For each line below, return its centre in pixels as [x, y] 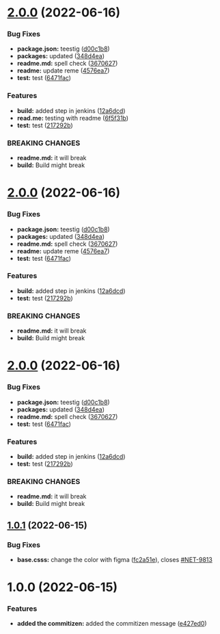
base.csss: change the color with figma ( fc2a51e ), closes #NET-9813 [115, 559]
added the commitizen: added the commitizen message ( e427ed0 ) [112, 624]
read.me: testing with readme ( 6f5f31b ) [72, 118]
